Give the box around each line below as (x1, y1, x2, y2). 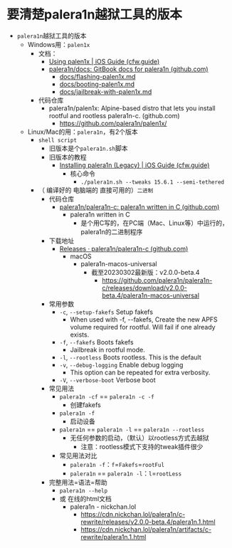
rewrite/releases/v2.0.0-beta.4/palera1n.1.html (80, 517, 216, 526)
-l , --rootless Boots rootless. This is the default (59, 353, 201, 362)
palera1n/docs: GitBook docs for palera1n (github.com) (48, 65, 209, 73)
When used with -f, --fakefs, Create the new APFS (70, 315, 218, 324)
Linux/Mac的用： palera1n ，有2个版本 (27, 127, 138, 136)
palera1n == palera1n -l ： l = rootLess (70, 469, 182, 478)
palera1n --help (59, 487, 108, 495)
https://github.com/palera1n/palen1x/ (59, 119, 167, 127)
